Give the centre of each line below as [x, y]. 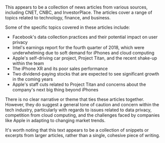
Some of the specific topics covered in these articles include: [68, 27]
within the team [28, 63]
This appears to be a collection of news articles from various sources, [76, 7]
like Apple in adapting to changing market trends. [55, 120]
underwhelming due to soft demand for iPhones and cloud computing [83, 53]
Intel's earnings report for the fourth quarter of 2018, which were [78, 47]
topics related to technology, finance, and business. [58, 18]
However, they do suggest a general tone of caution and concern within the [82, 105]
